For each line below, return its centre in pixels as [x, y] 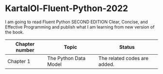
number [25, 50]
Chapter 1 [19, 61]
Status [127, 47]
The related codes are [124, 58]
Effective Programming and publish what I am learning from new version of [80, 27]
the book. [15, 32]
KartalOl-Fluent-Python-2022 [67, 8]
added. [107, 64]
